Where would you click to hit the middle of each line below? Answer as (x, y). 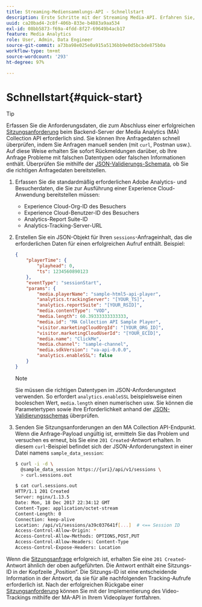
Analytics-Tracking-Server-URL (63, 226)
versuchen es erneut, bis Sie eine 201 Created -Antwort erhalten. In (98, 440)
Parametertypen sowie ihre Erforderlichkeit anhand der (83, 409)
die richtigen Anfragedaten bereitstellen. (56, 170)
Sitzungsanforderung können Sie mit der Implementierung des (84, 591)
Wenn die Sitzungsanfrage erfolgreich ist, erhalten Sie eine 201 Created (95, 559)
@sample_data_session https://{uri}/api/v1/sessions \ (91, 469)
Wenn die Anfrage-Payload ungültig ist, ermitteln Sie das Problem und (102, 434)
